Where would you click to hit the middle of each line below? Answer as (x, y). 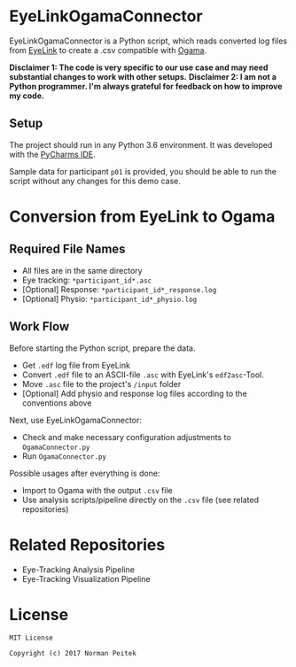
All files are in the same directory (82, 270)
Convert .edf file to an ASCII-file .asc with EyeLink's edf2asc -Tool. (143, 375)
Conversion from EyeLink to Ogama (142, 217)
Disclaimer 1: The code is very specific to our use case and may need (139, 67)
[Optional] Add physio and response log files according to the (135, 393)
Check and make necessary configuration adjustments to (127, 437)
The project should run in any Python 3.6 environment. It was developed (141, 144)
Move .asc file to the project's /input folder (101, 384)
